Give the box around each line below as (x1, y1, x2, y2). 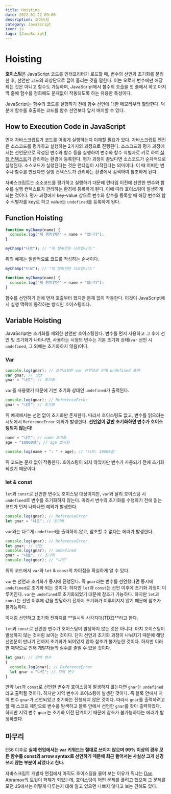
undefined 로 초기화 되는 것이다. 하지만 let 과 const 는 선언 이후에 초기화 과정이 (5, 585, 161, 591)
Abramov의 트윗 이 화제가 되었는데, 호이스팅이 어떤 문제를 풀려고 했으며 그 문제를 (5, 777, 166, 783)
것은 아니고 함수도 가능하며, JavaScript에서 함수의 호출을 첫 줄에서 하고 (14, 83, 157, 89)
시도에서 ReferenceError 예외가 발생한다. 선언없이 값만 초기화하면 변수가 (5, 419, 150, 425)
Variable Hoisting (5, 316, 62, 325)
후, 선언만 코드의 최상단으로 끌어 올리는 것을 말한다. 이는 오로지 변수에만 (10, 77, 154, 83)
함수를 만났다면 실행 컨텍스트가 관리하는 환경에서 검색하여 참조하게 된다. (14, 168, 158, 174)
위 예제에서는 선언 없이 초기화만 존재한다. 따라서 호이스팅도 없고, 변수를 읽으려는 (5, 412, 165, 418)
